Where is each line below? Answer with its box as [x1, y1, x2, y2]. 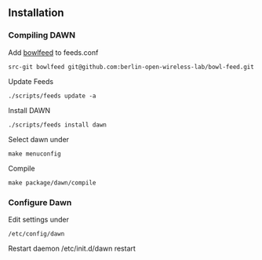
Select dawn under [8, 134, 69, 144]
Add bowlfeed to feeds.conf [8, 47, 99, 57]
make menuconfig [8, 149, 61, 158]
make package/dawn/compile [8, 178, 96, 187]
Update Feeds [8, 76, 53, 86]
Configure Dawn [8, 196, 72, 207]
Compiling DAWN [8, 30, 76, 41]
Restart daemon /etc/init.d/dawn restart [8, 244, 136, 253]
